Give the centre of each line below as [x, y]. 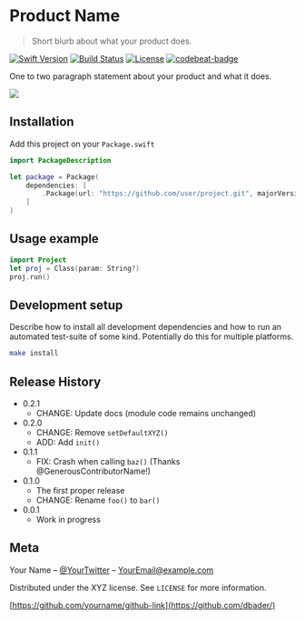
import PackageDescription [60, 160]
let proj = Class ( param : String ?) [75, 268]
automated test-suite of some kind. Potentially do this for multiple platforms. [152, 336]
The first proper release [80, 490]
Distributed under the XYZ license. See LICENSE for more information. [138, 587]
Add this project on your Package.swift [82, 144]
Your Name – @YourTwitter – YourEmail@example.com [112, 570]
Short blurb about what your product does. [112, 41]
